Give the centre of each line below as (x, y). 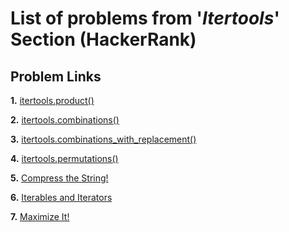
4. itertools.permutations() (64, 158)
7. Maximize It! (40, 216)
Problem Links (56, 76)
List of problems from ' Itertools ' (145, 18)
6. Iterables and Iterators (61, 197)
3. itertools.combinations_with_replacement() (103, 139)
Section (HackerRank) (103, 39)
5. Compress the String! (59, 178)
